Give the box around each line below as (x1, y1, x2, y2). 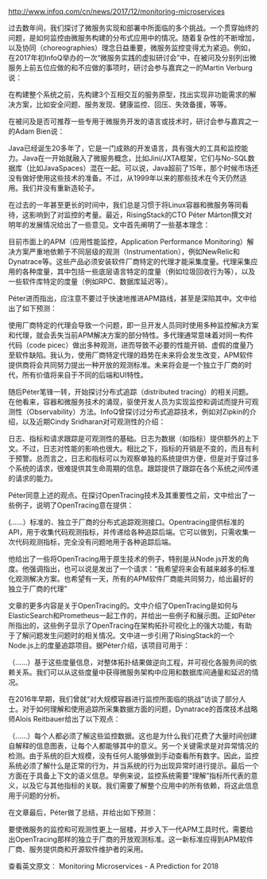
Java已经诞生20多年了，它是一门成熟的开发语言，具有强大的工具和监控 (8, 143, 242, 153)
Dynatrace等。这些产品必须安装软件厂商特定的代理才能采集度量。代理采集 (8, 257, 251, 266)
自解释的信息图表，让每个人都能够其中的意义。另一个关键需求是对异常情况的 (8, 741, 259, 750)
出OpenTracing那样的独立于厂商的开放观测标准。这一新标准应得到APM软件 (8, 834, 254, 844)
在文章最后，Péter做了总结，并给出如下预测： (8, 807, 158, 817)
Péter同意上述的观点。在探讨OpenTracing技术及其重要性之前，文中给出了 (8, 491, 249, 500)
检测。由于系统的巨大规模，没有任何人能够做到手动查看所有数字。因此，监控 (8, 751, 259, 760)
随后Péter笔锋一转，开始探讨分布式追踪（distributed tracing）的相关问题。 (8, 387, 253, 396)
